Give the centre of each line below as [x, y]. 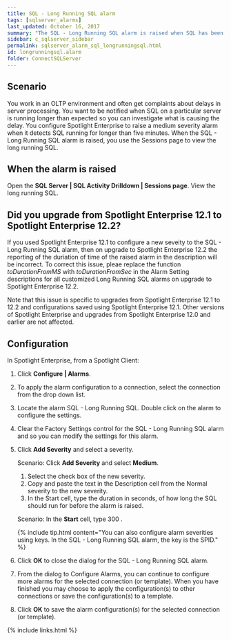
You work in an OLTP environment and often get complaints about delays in [114, 103]
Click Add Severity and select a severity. [75, 449]
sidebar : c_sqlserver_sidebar [51, 39]
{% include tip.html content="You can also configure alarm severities [115, 532]
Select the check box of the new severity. [87, 476]
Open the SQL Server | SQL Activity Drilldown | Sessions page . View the [111, 186]
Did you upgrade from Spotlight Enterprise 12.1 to [114, 215]
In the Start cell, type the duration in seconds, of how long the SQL [122, 498]
